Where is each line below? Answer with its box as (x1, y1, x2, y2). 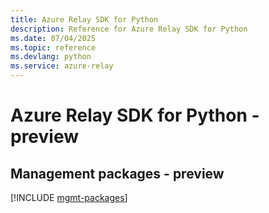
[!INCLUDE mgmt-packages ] (10, 192, 128, 203)
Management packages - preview (10, 165, 225, 182)
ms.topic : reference (10, 42, 97, 53)
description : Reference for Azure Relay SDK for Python (10, 24, 248, 34)
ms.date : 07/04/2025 (10, 33, 97, 43)
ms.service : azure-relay (10, 61, 114, 71)
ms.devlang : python (10, 52, 92, 62)
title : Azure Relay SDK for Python (10, 14, 159, 25)
